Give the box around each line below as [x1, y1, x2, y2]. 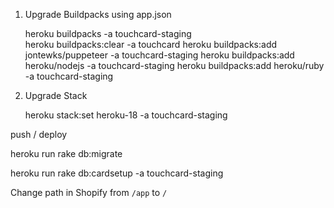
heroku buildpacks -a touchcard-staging [24, 28, 192, 39]
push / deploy [10, 129, 68, 140]
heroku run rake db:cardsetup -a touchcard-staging [10, 167, 224, 179]
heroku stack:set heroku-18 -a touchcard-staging [24, 109, 228, 121]
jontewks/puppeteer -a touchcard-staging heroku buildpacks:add [24, 49, 295, 61]
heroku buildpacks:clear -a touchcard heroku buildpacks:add [24, 39, 278, 50]
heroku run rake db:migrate [10, 148, 123, 159]
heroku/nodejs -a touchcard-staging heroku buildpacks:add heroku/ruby [24, 60, 325, 71]
